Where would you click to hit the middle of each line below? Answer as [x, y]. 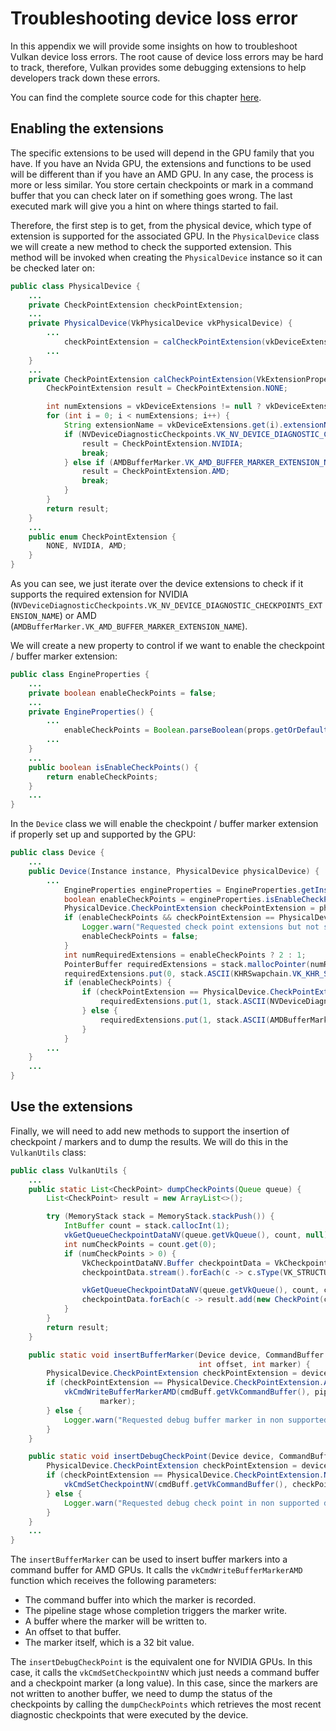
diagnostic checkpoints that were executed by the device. [129, 1715]
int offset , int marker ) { [254, 1364]
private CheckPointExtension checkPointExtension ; [136, 305]
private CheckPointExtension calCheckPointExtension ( [142, 379]
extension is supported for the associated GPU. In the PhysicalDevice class [165, 236]
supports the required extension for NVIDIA [99, 594]
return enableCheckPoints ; [102, 777]
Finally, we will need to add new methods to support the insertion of [150, 1131]
